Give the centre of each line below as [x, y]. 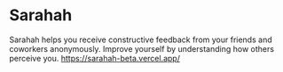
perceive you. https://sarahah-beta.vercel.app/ [94, 58]
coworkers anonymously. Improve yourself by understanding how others [142, 48]
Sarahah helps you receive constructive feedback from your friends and [141, 40]
